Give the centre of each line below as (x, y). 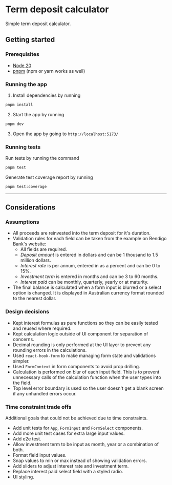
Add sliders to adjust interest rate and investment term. (71, 466)
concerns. (23, 339)
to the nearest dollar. (35, 299)
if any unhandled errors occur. (45, 393)
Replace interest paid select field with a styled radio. (68, 471)
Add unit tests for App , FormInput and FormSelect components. (78, 428)
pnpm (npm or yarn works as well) (49, 71)
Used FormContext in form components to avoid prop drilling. (76, 366)
